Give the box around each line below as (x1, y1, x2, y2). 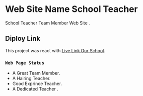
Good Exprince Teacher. (12, 81, 62, 87)
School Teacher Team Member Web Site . (5, 20, 90, 26)
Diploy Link (5, 34, 41, 43)
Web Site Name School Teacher (5, 3, 138, 15)
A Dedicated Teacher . (12, 86, 59, 92)
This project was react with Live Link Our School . (5, 47, 105, 53)
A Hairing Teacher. (12, 76, 51, 82)
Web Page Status (5, 60, 45, 66)
